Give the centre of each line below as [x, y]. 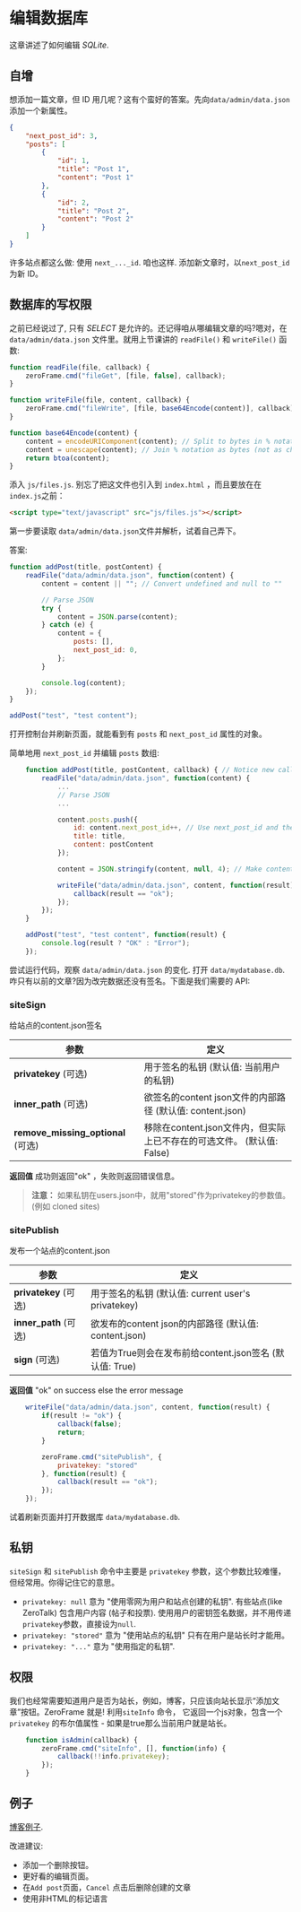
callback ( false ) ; [90, 1424]
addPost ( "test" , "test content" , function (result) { [126, 935]
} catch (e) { [68, 625]
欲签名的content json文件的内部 [211, 1098]
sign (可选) [37, 1360]
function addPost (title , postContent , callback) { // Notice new [150, 770]
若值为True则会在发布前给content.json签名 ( [183, 1353]
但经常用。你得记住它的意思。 [64, 1582]
